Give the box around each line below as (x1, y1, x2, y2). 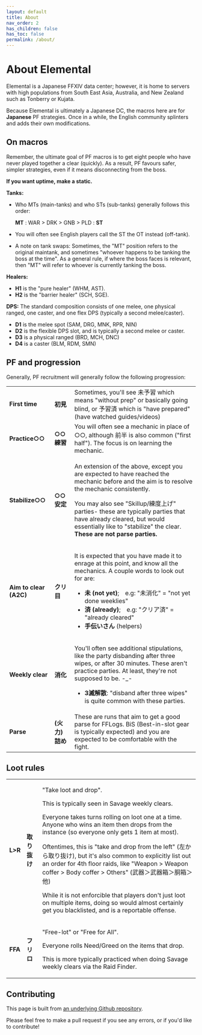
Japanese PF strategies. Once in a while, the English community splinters (6, 113, 189, 120)
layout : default (6, 8, 47, 15)
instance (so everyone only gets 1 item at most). (41, 828, 179, 837)
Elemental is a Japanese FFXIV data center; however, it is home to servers (6, 82, 190, 90)
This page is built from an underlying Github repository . (6, 1005, 143, 1012)
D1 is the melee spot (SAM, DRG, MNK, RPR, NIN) (14, 321, 137, 328)
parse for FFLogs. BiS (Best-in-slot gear (74, 720, 189, 728)
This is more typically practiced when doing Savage (41, 955, 188, 963)
